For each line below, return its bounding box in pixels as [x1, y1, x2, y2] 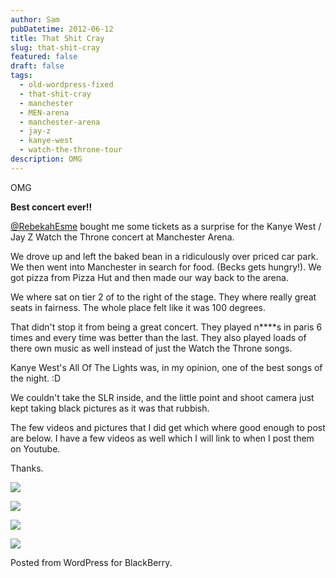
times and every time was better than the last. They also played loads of [10, 331, 307, 343]
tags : [10, 71, 33, 81]
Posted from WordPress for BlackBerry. [10, 556, 173, 568]
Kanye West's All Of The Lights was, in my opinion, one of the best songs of [10, 361, 323, 373]
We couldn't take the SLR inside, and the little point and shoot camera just [10, 391, 315, 403]
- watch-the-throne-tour [19, 145, 123, 155]
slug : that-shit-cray [10, 42, 101, 53]
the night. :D [10, 372, 62, 384]
